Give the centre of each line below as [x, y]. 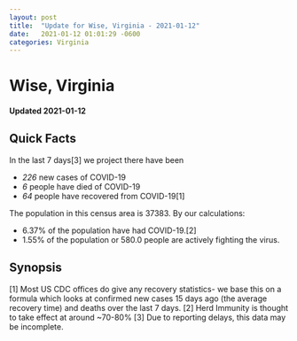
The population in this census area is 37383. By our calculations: [127, 213]
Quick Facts [43, 139]
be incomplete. [36, 326]
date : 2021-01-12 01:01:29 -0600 [75, 34]
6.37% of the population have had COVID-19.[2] [109, 230]
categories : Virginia [49, 42]
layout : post [33, 17]
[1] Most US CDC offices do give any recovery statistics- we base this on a [145, 289]
